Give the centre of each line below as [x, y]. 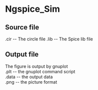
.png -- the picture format [31, 82]
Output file [22, 54]
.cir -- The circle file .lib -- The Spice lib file [49, 39]
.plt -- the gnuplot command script [40, 71]
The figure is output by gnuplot [36, 66]
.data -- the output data [29, 77]
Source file [22, 27]
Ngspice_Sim [33, 9]
